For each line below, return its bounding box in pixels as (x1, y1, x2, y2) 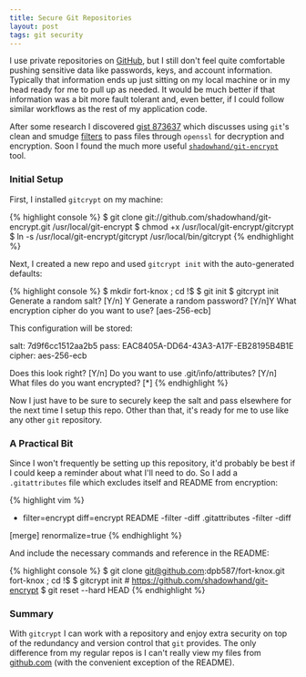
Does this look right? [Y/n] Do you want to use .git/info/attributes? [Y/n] (9, 367, 278, 378)
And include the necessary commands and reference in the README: (9, 548, 270, 559)
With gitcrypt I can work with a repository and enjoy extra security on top (9, 628, 288, 639)
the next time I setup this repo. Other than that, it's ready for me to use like (9, 405, 290, 415)
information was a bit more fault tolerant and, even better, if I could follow (9, 94, 285, 105)
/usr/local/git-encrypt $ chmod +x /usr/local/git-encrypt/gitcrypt (52, 221, 294, 232)
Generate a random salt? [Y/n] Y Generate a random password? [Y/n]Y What (9, 295, 297, 306)
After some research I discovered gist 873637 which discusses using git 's (9, 121, 290, 132)
